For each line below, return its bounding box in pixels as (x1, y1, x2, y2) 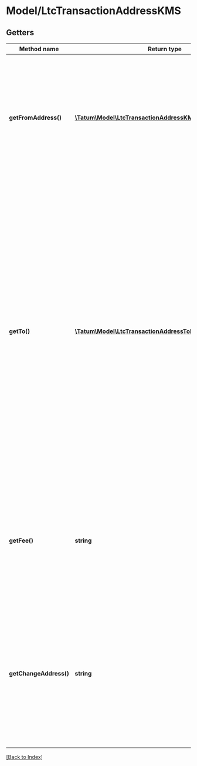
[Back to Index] (6, 754, 43, 760)
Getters (6, 28, 35, 38)
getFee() (9, 536, 34, 545)
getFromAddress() (9, 113, 62, 122)
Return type (147, 45, 182, 53)
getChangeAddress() (9, 670, 69, 677)
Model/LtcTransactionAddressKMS (6, 4, 182, 18)
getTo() (9, 327, 30, 335)
